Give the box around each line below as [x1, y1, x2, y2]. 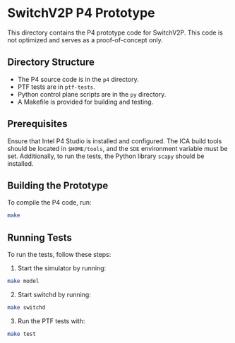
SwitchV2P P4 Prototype [7, 5, 155, 21]
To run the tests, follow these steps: [7, 251, 112, 259]
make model [7, 277, 40, 285]
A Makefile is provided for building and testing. [17, 97, 154, 106]
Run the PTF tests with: [17, 316, 85, 325]
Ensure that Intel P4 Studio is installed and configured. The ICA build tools [7, 136, 222, 145]
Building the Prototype [7, 179, 109, 191]
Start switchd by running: [17, 290, 92, 299]
